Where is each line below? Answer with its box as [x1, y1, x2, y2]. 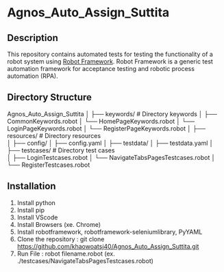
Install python [16, 198, 56, 206]
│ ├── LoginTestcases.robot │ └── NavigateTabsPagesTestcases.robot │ [7, 153, 216, 161]
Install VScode [16, 213, 58, 221]
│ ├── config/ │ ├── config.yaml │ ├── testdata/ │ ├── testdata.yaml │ [7, 139, 214, 147]
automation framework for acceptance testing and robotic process [7, 65, 195, 72]
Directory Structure [7, 92, 92, 103]
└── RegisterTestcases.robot [7, 161, 90, 169]
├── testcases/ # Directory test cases [7, 146, 115, 154]
